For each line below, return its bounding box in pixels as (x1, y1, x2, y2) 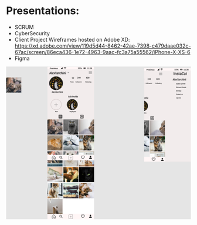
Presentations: (6, 4, 80, 18)
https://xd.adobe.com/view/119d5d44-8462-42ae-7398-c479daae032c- (14, 42, 191, 49)
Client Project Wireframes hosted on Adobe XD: (14, 36, 130, 43)
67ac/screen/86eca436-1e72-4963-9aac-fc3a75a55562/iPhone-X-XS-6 (14, 48, 191, 55)
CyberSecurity (14, 29, 50, 36)
